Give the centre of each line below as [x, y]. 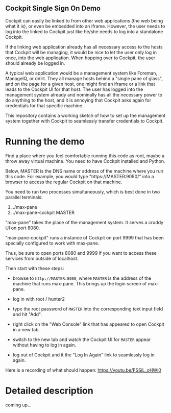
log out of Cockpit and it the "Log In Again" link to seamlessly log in [83, 355]
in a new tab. [26, 329]
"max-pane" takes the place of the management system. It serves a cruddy [84, 222]
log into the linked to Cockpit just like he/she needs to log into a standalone [84, 31]
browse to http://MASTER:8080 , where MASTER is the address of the [82, 278]
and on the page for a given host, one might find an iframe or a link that [80, 84]
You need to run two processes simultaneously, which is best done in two [83, 191]
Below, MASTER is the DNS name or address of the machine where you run [84, 171]
